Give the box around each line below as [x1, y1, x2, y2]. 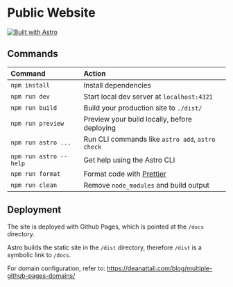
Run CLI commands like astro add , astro [83, 134, 216, 144]
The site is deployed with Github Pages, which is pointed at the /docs [7, 222, 205, 231]
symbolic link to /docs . [7, 250, 71, 259]
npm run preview [10, 120, 64, 127]
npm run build [10, 104, 58, 112]
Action [83, 68, 106, 78]
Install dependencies [83, 80, 151, 90]
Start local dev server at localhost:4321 [83, 92, 214, 101]
